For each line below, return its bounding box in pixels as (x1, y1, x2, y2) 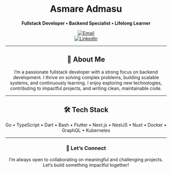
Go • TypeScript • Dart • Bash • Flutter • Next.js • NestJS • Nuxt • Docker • (5, 122, 167, 128)
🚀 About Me (67, 55, 105, 64)
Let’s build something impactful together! (42, 162, 130, 168)
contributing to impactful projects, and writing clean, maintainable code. (10, 85, 162, 91)
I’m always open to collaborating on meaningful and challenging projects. (9, 156, 163, 162)
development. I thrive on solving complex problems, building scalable (13, 74, 159, 80)
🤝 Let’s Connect (66, 145, 106, 152)
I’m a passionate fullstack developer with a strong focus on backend (14, 69, 158, 75)
